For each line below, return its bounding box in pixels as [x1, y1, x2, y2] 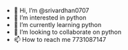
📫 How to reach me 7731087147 [13, 36, 107, 43]
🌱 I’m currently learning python [13, 21, 102, 28]
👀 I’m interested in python [13, 14, 87, 22]
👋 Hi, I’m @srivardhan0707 [13, 7, 89, 14]
